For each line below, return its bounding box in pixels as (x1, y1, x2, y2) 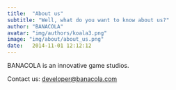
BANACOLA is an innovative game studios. (7, 62, 129, 69)
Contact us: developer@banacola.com (7, 75, 118, 83)
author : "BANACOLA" (7, 23, 64, 30)
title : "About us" (7, 10, 64, 17)
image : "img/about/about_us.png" (7, 36, 104, 43)
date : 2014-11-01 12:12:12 (7, 42, 92, 49)
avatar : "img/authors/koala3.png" (7, 29, 108, 37)
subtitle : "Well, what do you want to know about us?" (7, 17, 170, 24)
